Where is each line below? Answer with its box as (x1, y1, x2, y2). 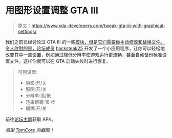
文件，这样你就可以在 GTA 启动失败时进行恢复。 (9, 58, 111, 64)
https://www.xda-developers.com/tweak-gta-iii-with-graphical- (31, 22, 165, 29)
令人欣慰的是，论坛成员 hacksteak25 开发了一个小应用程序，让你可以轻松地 (5, 45, 165, 51)
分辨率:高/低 (25, 93, 51, 99)
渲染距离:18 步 (25, 99, 55, 105)
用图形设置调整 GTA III (5, 5, 99, 16)
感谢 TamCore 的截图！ (5, 127, 55, 133)
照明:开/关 (25, 86, 47, 92)
